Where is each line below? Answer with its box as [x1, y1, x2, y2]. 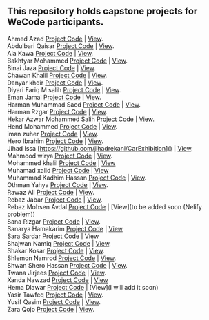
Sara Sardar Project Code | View [7, 232, 99, 240]
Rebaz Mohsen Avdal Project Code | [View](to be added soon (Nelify [7, 202, 202, 211]
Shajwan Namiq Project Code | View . [7, 239, 112, 247]
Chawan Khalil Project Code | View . [7, 71, 108, 79]
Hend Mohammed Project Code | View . [7, 122, 118, 130]
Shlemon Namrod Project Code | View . [7, 254, 117, 262]
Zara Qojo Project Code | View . [7, 305, 95, 313]
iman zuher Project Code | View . [7, 129, 99, 138]
